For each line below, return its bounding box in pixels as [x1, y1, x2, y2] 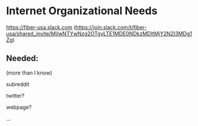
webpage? [6, 104, 32, 111]
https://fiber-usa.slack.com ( [6, 24, 76, 31]
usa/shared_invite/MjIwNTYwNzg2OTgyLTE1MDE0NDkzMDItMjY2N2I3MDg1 [6, 30, 192, 37]
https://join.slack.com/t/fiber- [75, 24, 147, 31]
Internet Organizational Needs [6, 4, 158, 18]
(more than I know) [6, 69, 53, 76]
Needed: [6, 53, 39, 63]
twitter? [6, 92, 25, 99]
